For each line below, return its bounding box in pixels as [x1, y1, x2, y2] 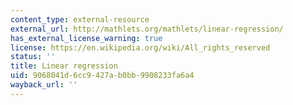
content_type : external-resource [10, 14, 150, 25]
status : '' [10, 52, 56, 62]
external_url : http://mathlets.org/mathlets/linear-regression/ [10, 24, 284, 34]
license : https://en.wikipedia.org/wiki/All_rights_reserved [10, 42, 271, 53]
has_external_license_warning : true [10, 33, 163, 43]
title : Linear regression [10, 61, 118, 71]
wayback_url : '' [10, 80, 78, 90]
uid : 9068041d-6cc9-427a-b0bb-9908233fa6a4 [10, 71, 195, 81]
